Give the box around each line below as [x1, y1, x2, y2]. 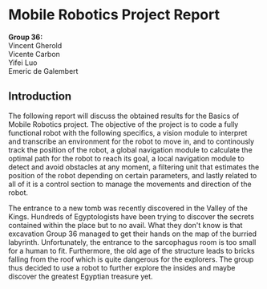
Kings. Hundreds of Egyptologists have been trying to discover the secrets [8, 211, 255, 222]
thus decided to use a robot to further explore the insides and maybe [8, 263, 236, 272]
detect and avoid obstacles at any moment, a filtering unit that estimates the [8, 162, 260, 172]
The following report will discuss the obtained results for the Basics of [8, 111, 240, 120]
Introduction [8, 90, 72, 104]
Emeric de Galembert [8, 66, 79, 75]
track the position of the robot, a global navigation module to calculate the [8, 144, 253, 154]
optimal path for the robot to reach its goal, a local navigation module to [8, 153, 245, 163]
